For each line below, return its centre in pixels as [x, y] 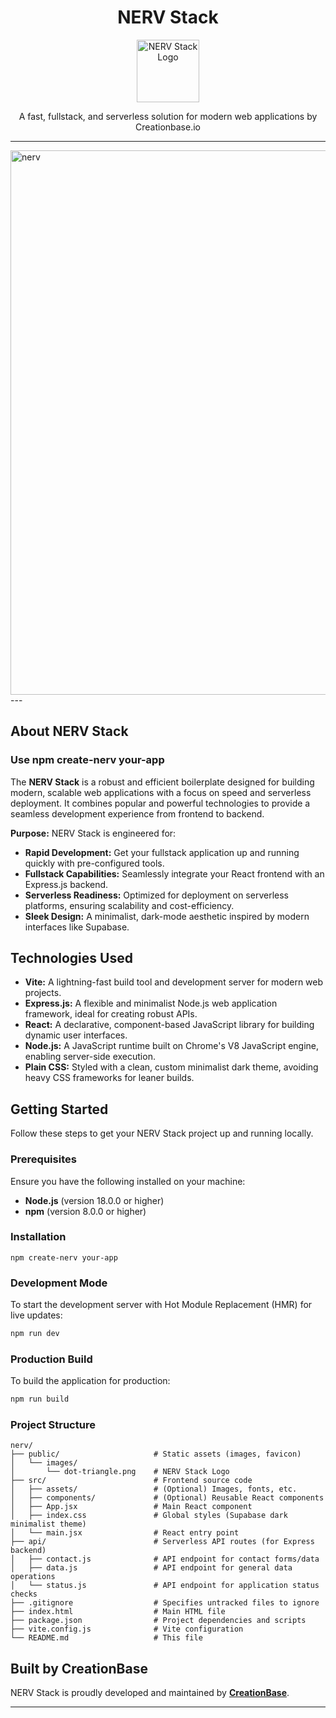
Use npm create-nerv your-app [87, 760]
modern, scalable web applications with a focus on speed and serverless [161, 792]
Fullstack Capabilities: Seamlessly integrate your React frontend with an [174, 873]
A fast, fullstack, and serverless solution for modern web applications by [168, 116]
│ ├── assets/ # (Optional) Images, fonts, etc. [154, 1489]
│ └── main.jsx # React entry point [125, 1533]
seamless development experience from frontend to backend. [137, 813]
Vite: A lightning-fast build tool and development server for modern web [174, 982]
